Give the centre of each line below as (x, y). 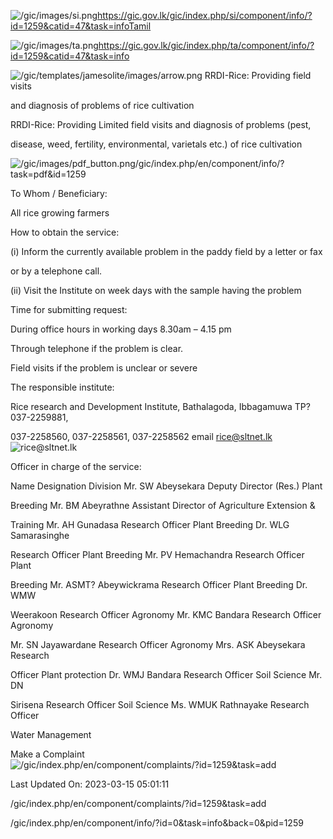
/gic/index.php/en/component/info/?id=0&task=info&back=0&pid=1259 (157, 823)
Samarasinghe (40, 535)
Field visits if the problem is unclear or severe (104, 368)
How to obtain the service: (65, 232)
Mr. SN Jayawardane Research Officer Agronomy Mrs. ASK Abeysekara (158, 644)
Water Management (51, 734)
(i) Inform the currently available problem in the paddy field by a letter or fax (166, 251)
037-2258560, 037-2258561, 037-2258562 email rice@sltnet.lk (141, 436)
